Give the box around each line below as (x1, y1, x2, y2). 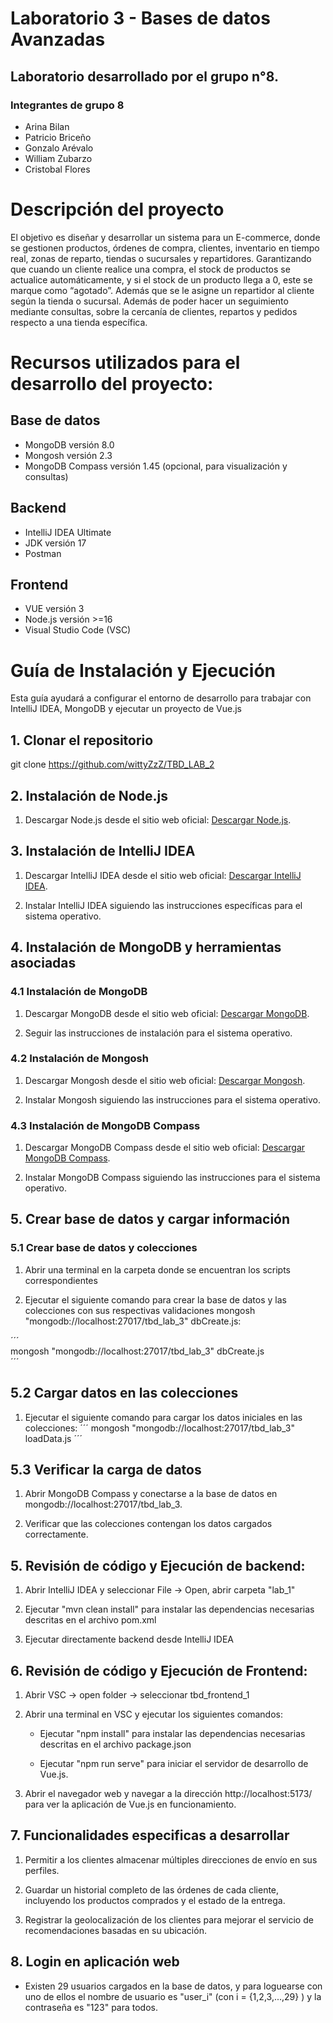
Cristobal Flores (24, 163, 91, 175)
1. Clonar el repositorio (10, 732, 154, 749)
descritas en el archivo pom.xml (24, 1614, 157, 1626)
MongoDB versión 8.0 (24, 438, 115, 451)
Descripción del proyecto (10, 198, 225, 221)
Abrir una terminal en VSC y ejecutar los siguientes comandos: (24, 1708, 283, 1721)
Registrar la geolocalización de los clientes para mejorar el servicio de (24, 1913, 314, 1926)
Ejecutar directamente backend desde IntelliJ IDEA (24, 1633, 235, 1646)
